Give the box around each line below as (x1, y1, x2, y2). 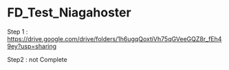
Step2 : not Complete (7, 55, 67, 63)
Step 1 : (7, 27, 28, 36)
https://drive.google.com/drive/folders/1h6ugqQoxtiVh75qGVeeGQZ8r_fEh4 (7, 34, 222, 43)
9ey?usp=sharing (7, 42, 57, 50)
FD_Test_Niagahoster (7, 5, 132, 21)
